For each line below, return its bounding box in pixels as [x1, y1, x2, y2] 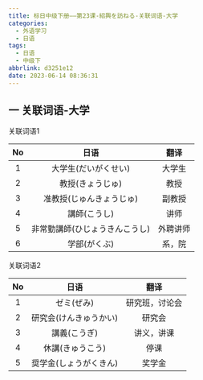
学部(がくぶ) [67, 238, 115, 250]
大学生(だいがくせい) [51, 163, 131, 174]
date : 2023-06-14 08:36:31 [8, 72, 99, 80]
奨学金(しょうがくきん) [31, 357, 119, 369]
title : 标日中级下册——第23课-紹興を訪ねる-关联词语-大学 [8, 11, 179, 20]
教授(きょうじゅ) [59, 178, 123, 189]
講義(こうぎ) [51, 328, 99, 339]
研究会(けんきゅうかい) [31, 312, 119, 324]
